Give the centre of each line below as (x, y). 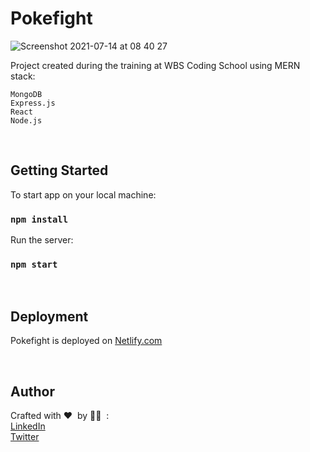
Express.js (33, 103)
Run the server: (42, 240)
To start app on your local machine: (83, 194)
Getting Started (59, 170)
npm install (39, 219)
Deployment (49, 316)
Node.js (26, 120)
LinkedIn (28, 426)
